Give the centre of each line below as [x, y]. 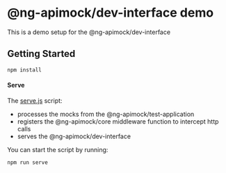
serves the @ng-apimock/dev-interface [74, 136]
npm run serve [28, 162]
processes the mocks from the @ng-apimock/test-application [106, 114]
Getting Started [41, 54]
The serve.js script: [35, 100]
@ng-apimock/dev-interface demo [111, 13]
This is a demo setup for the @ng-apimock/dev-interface [89, 32]
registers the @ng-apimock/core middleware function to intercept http [118, 121]
